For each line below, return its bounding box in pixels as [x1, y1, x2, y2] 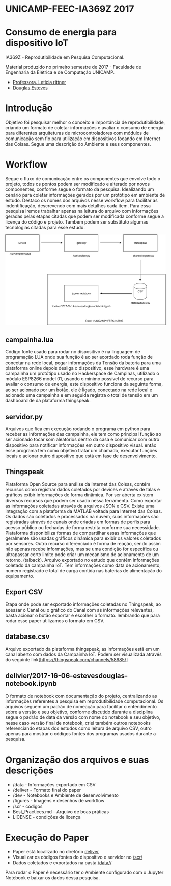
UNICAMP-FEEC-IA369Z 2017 [5, 3, 134, 15]
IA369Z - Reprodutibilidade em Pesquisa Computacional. [5, 54, 125, 60]
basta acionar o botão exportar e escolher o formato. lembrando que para [5, 612, 160, 618]
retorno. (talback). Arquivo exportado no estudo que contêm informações [5, 557, 159, 563]
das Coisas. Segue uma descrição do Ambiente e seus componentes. [5, 141, 151, 147]
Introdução [5, 102, 53, 114]
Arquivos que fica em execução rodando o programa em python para [5, 426, 151, 432]
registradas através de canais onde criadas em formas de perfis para [5, 519, 150, 525]
